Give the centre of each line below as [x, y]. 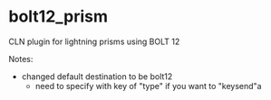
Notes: [21, 59]
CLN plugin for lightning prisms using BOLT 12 [94, 41]
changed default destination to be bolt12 [97, 76]
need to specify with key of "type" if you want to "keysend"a [148, 86]
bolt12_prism [58, 17]
